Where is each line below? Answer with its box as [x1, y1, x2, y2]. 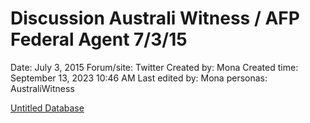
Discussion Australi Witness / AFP [10, 7, 300, 30]
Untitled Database [10, 102, 85, 114]
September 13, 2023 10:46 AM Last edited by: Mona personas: [10, 72, 268, 84]
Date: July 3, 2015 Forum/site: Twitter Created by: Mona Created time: [10, 61, 299, 73]
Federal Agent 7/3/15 [10, 28, 188, 51]
